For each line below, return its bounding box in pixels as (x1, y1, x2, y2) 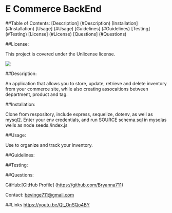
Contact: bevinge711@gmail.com (5, 191, 74, 198)
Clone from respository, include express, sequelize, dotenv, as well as (5, 111, 153, 117)
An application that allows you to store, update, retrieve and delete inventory (5, 80, 167, 86)
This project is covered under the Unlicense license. (5, 51, 116, 57)
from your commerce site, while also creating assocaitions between (5, 86, 149, 92)
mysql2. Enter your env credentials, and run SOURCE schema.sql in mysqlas (5, 117, 167, 123)
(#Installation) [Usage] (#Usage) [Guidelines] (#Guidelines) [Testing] (5, 25, 150, 31)
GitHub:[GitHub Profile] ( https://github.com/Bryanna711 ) (5, 182, 124, 188)
